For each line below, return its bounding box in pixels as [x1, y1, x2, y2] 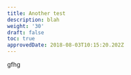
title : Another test [7, 10, 67, 17]
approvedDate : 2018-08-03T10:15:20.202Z [7, 42, 125, 48]
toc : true [7, 35, 36, 42]
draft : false [7, 29, 45, 36]
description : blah [7, 16, 60, 23]
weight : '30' [7, 22, 45, 29]
